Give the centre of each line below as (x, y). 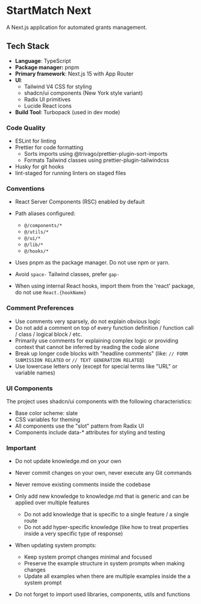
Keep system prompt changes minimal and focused (88, 557)
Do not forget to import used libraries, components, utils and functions (102, 594)
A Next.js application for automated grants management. (77, 27)
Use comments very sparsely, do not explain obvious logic (88, 321)
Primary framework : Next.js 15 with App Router (74, 74)
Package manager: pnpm (47, 67)
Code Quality (26, 127)
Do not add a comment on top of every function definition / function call (104, 327)
